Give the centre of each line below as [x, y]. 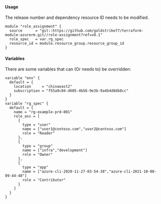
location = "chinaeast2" [43, 87]
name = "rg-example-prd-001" [43, 112]
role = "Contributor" [44, 180]
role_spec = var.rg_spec [37, 39]
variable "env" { [22, 78]
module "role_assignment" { [33, 27]
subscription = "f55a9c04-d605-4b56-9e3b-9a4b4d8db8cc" [71, 91]
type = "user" [37, 125]
